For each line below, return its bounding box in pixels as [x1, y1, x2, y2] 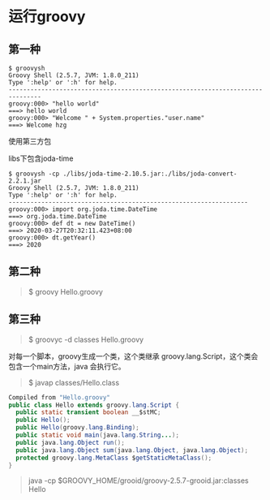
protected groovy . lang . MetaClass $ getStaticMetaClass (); [15, 454, 212, 462]
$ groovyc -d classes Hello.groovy [28, 334, 144, 344]
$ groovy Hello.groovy [28, 287, 104, 296]
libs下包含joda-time [8, 153, 74, 163]
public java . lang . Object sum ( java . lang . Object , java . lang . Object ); [15, 446, 249, 455]
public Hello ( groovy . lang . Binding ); [15, 424, 139, 432]
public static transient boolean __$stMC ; [15, 408, 161, 416]
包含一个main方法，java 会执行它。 [8, 361, 126, 371]
